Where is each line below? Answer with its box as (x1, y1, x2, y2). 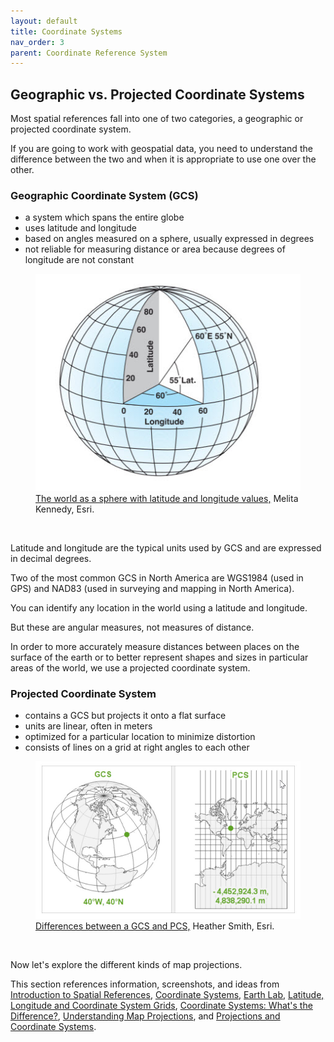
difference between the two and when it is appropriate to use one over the (10, 153, 317, 165)
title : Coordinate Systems (10, 26, 123, 37)
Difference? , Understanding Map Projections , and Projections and (10, 1010, 281, 1022)
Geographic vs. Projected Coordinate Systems (10, 86, 305, 103)
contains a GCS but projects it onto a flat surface (24, 709, 227, 721)
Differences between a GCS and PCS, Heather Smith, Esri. (35, 920, 275, 932)
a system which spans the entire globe (24, 211, 185, 224)
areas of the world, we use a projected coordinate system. (10, 661, 251, 674)
